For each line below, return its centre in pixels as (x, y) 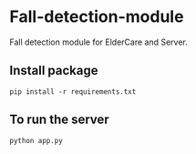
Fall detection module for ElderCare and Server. (99, 42)
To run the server (59, 120)
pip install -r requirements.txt (73, 92)
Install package (54, 71)
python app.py (36, 140)
